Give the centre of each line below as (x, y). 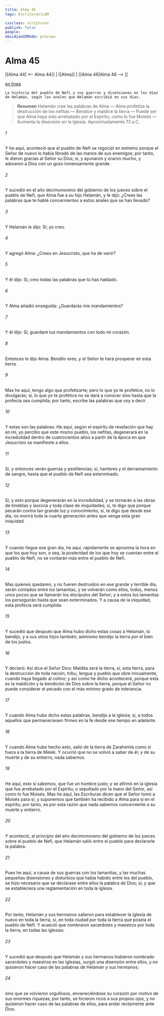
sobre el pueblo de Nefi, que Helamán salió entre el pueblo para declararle (80, 841)
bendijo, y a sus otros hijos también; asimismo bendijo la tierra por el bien (79, 636)
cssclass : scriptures (27, 23)
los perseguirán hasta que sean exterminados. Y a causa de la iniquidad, (78, 600)
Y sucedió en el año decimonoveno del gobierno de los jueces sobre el (76, 190)
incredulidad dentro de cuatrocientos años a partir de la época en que (75, 437)
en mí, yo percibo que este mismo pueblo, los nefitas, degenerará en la (76, 432)
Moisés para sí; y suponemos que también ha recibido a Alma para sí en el (80, 799)
